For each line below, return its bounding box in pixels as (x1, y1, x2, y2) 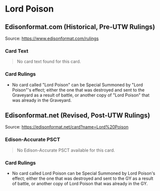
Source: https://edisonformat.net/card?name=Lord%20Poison (5, 124, 129, 130)
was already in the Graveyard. (12, 97, 72, 103)
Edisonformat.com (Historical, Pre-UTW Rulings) (5, 23, 156, 31)
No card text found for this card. (16, 59, 81, 64)
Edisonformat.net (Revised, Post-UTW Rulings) (5, 111, 150, 119)
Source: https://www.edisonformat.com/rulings (5, 35, 99, 41)
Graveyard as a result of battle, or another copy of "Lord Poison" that (12, 92, 150, 98)
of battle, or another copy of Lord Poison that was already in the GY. (12, 181, 148, 186)
